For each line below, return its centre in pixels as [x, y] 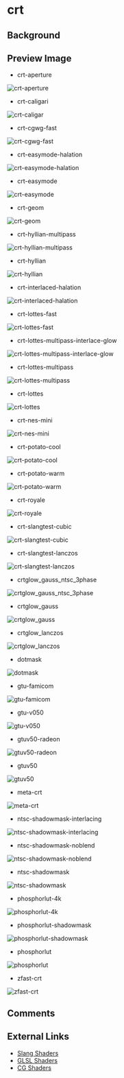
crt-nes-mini [35, 420]
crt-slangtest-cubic [44, 527]
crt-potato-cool [39, 447]
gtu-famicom [35, 686]
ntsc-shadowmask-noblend [56, 846]
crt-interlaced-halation [49, 287]
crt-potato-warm [41, 474]
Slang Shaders [38, 1053]
